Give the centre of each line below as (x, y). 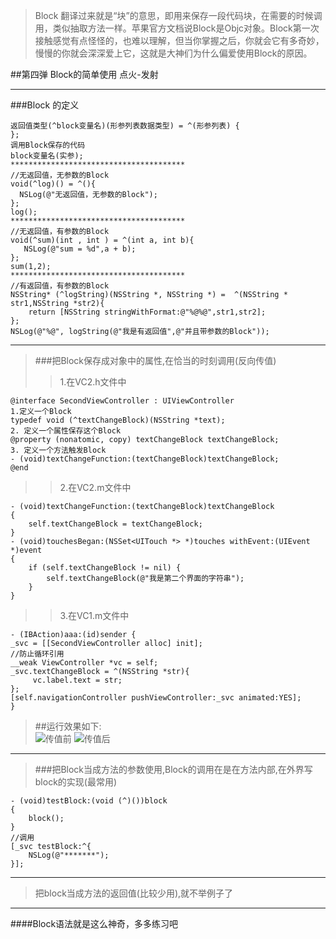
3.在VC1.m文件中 (94, 615)
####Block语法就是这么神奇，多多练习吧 (94, 923)
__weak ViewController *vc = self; (84, 663)
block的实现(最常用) (76, 782)
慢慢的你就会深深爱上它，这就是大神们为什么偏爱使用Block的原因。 (173, 53)
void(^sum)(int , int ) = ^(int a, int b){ (102, 240)
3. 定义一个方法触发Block (58, 450)
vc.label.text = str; (77, 680)
